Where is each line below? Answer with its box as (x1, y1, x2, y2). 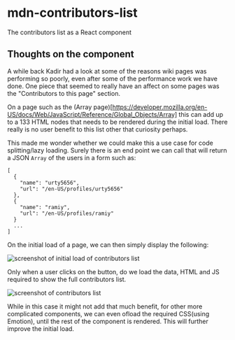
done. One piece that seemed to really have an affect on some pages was (7, 82, 220, 90)
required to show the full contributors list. (7, 275, 127, 283)
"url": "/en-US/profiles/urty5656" (20, 185, 124, 192)
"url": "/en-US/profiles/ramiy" (20, 210, 114, 217)
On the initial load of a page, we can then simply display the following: (7, 240, 209, 249)
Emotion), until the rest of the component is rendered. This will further (7, 317, 208, 325)
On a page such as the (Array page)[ (7, 103, 113, 111)
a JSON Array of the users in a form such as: (7, 153, 136, 162)
